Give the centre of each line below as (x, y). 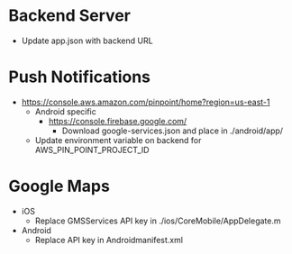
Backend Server (70, 16)
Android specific (65, 111)
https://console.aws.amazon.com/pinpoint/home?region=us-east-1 (146, 102)
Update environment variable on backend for (118, 140)
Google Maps (59, 186)
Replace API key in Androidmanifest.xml (109, 240)
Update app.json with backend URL (87, 41)
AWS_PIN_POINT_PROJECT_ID (92, 150)
